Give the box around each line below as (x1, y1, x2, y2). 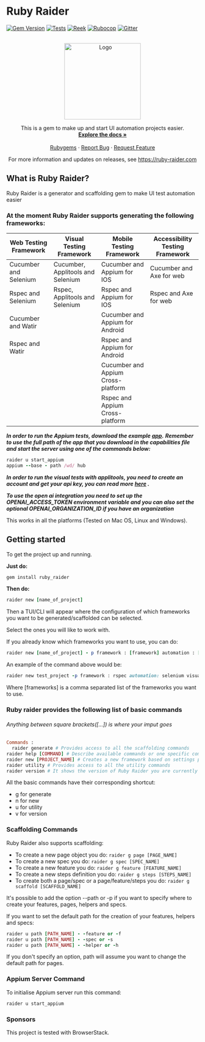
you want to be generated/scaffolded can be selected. (6, 614, 143, 622)
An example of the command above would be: (6, 661, 122, 669)
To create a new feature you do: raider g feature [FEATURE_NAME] (15, 864, 182, 871)
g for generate (15, 791, 52, 798)
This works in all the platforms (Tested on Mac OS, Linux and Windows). (6, 517, 188, 524)
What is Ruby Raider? (6, 173, 90, 184)
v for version (15, 810, 48, 817)
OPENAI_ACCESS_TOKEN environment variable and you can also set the (6, 498, 195, 506)
